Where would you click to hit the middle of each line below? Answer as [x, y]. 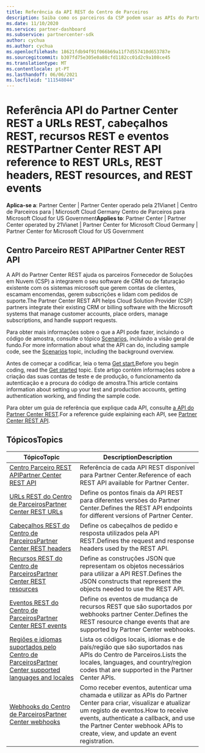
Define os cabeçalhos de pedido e [129, 525]
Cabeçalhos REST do [40, 525]
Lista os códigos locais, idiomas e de [132, 639]
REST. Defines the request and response [137, 540]
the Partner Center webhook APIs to [131, 725]
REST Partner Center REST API [84, 149]
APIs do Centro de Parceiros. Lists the [133, 655]
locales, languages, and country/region [135, 662]
